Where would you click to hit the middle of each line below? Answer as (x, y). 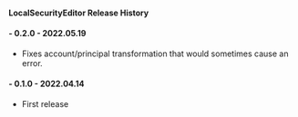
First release (45, 104)
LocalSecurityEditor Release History (79, 13)
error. (32, 63)
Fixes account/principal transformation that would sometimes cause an (155, 54)
